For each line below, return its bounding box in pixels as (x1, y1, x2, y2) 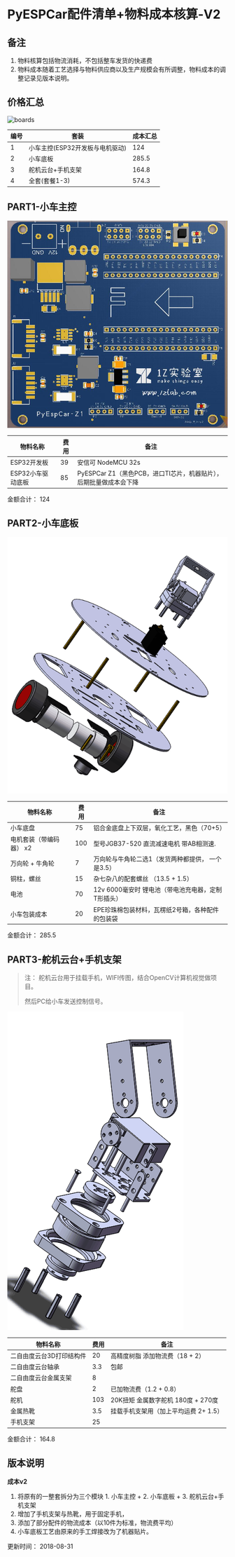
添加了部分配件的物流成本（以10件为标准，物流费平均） (17, 1518, 178, 1527)
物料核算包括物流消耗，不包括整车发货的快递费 (17, 57, 152, 64)
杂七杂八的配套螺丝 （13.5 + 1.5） (93, 874, 194, 883)
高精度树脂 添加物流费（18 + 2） (111, 1351, 205, 1360)
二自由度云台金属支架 (10, 1373, 72, 1382)
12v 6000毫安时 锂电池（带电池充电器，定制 (93, 885, 222, 894)
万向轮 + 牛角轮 (10, 859, 55, 867)
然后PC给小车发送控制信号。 (24, 997, 107, 1006)
